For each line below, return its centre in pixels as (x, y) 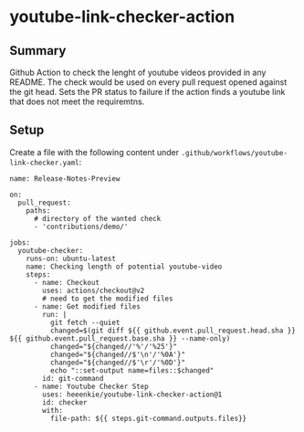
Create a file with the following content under (94, 152)
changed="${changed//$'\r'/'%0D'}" (117, 363)
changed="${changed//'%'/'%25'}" (114, 346)
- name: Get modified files (87, 306)
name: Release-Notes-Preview (65, 179)
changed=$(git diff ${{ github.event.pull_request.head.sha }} (173, 331)
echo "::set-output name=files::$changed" (132, 370)
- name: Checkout (67, 282)
